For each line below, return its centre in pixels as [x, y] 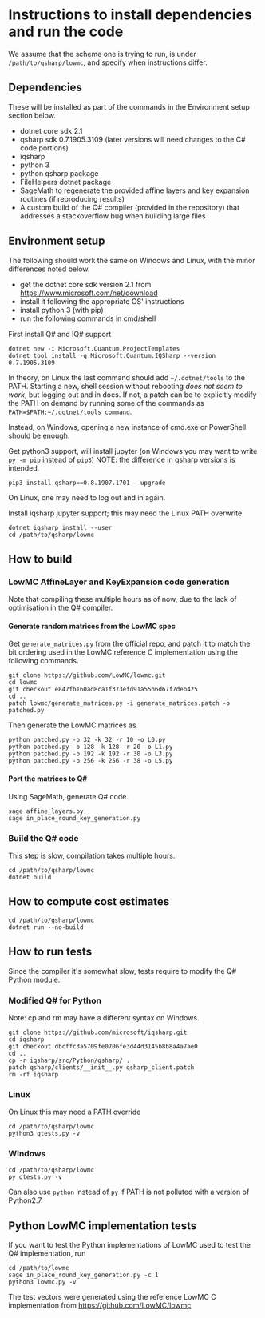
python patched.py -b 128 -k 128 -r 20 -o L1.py [91, 747]
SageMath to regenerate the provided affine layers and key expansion [134, 190]
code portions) [44, 148]
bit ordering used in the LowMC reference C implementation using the [123, 652]
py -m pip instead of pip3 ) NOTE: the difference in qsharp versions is [122, 459]
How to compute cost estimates [89, 902]
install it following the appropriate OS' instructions [102, 301]
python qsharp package [59, 173]
